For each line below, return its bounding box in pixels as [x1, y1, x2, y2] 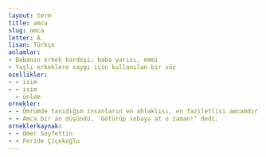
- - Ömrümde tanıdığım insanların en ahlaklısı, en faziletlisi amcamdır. [8, 108, 262, 116]
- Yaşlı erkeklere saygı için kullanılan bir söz [8, 63, 177, 71]
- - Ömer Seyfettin [8, 129, 73, 137]
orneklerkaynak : [8, 122, 62, 130]
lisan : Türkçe [8, 41, 56, 49]
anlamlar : [8, 48, 41, 56]
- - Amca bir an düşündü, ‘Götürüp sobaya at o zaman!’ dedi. [8, 115, 219, 123]
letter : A [8, 33, 41, 42]
